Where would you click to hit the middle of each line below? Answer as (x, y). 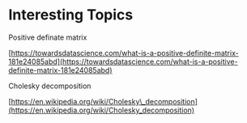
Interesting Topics (71, 15)
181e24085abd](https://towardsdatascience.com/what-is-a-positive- (123, 61)
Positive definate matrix (48, 37)
